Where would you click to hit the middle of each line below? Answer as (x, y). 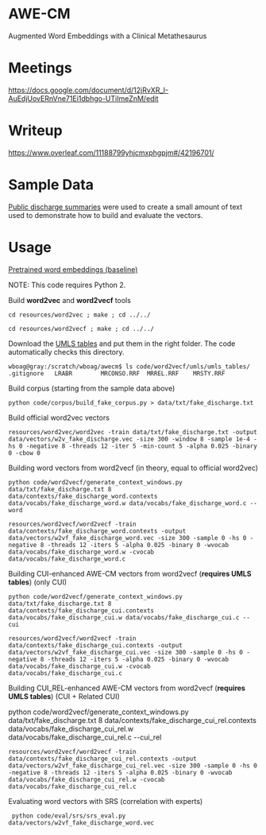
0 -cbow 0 (25, 453)
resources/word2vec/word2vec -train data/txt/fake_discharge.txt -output (133, 432)
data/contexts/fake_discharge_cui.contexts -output (95, 645)
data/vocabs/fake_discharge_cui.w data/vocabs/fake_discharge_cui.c (124, 617)
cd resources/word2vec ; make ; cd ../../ (79, 315)
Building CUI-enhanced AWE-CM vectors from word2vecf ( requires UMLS (130, 573)
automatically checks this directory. (66, 351)
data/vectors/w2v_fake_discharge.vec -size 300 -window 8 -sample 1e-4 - (133, 439)
